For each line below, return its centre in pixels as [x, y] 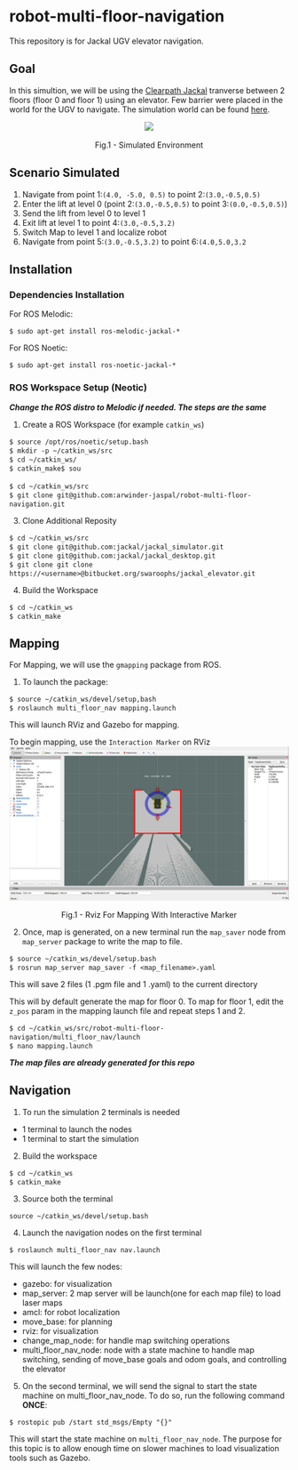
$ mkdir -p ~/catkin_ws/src [61, 451]
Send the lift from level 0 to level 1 [84, 213]
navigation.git [37, 504]
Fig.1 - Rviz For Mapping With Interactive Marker [149, 914]
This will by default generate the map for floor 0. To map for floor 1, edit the [146, 1001]
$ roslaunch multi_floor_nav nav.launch [85, 1250]
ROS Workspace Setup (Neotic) [78, 388]
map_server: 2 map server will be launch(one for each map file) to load [151, 1293]
